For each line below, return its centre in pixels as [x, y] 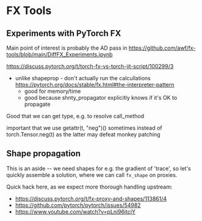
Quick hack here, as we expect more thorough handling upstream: [89, 187]
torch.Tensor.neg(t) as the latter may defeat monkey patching [83, 134]
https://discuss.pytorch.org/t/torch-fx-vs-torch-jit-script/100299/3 [90, 66]
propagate [37, 104]
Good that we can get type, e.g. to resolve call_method [75, 116]
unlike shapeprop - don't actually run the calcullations [83, 78]
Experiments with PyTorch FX [64, 33]
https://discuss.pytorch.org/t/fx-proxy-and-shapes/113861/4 [91, 198]
